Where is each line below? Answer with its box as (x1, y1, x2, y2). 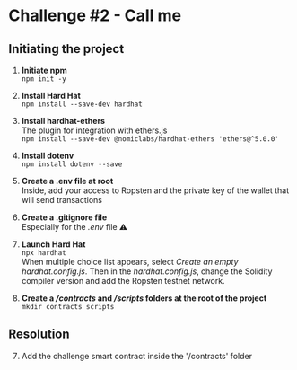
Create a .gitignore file (21, 212, 108, 223)
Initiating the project (8, 41, 125, 57)
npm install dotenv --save (21, 160, 123, 169)
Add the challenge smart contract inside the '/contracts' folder (21, 350, 253, 361)
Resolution (8, 327, 70, 342)
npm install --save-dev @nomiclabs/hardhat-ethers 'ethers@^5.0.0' (21, 135, 279, 144)
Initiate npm (21, 65, 68, 75)
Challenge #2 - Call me (8, 5, 181, 26)
